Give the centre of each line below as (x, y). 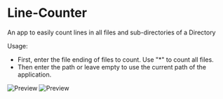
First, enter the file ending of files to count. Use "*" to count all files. (115, 59)
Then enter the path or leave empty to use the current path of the (112, 67)
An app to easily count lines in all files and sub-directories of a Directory (111, 32)
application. (34, 74)
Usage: (18, 46)
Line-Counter (47, 13)
